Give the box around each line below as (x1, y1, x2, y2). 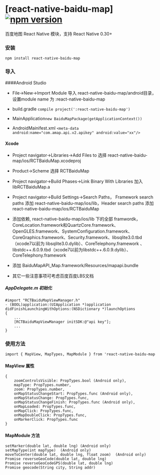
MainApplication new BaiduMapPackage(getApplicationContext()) (12, 115, 143, 121)
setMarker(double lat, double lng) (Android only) (5, 443, 111, 449)
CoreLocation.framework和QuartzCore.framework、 (12, 222, 119, 228)
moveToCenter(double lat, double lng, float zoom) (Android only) (5, 452, 147, 457)
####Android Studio (5, 80, 47, 86)
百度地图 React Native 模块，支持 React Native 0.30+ (5, 31, 112, 36)
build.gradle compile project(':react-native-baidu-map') (12, 106, 130, 112)
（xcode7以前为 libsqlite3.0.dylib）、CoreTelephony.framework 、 (12, 240, 145, 246)
